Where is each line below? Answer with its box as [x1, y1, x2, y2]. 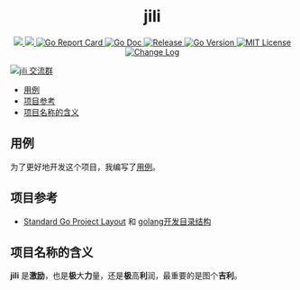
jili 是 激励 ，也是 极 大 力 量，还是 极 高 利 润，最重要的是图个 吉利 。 [10, 270, 242, 281]
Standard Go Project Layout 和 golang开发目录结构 [23, 215, 212, 227]
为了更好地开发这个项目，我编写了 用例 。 [10, 161, 160, 172]
